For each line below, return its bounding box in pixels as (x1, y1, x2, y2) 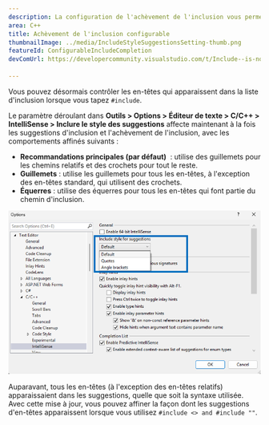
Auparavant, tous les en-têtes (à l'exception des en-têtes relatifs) (8, 382, 223, 391)
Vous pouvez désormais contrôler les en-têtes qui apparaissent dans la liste (8, 87, 259, 96)
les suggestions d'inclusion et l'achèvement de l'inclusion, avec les (8, 127, 230, 137)
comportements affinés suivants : (8, 136, 118, 146)
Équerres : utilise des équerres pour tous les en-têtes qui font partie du (19, 185, 256, 196)
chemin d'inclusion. (19, 194, 85, 204)
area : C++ (8, 21, 42, 30)
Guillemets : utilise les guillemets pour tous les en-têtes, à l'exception (19, 168, 251, 178)
